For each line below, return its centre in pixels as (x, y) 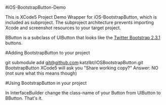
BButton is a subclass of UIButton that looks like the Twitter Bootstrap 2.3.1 (83, 38)
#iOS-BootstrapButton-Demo (35, 7)
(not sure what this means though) (41, 73)
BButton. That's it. (24, 98)
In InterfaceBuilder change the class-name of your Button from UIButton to (83, 93)
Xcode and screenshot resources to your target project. (63, 28)
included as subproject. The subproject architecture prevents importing (80, 22)
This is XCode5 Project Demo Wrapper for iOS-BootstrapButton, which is (81, 17)
